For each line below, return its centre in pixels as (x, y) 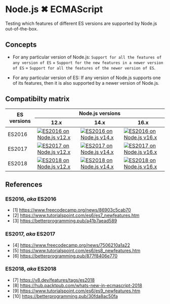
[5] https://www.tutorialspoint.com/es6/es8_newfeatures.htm (76, 250)
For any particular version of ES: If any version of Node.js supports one (87, 78)
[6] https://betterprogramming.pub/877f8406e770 (65, 256)
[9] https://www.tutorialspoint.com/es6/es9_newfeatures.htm (76, 291)
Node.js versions (100, 113)
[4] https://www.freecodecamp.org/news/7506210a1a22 (71, 245)
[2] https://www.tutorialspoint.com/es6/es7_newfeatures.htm (76, 215)
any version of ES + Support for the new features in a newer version (88, 62)
